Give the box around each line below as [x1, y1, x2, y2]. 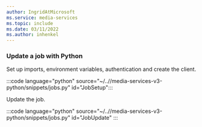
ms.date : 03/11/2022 [6, 26, 59, 32]
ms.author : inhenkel [6, 32, 59, 38]
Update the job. [6, 96, 46, 103]
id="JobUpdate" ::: [71, 114, 118, 122]
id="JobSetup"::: [71, 84, 113, 92]
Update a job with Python [6, 52, 83, 60]
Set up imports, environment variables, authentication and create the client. [6, 65, 196, 73]
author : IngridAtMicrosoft [6, 9, 75, 15]
